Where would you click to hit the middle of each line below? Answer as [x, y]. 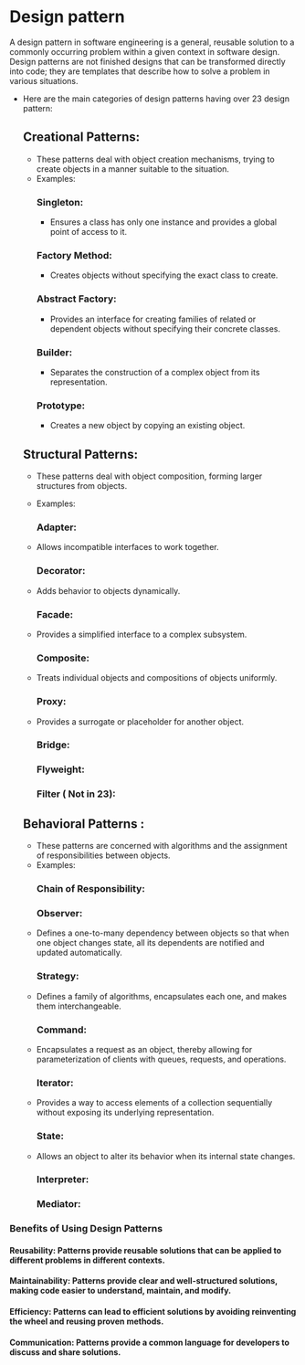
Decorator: [61, 571]
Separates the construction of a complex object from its [155, 372]
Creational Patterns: [81, 138]
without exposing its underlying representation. [125, 1113]
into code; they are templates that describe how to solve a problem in [140, 71]
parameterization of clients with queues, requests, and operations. [161, 1059]
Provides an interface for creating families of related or [153, 319]
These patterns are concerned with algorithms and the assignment [162, 846]
